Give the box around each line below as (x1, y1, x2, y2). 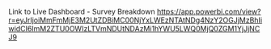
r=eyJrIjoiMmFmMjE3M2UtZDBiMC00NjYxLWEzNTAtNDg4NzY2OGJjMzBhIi (8, 15, 263, 25)
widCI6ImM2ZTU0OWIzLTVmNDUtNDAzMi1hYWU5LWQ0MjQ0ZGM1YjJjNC (8, 24, 260, 33)
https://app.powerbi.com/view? (156, 7, 261, 16)
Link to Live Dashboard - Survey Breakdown (8, 7, 155, 16)
